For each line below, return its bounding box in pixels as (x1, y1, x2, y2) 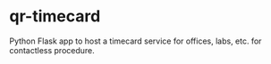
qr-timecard (9, 6, 101, 27)
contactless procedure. (9, 44, 96, 55)
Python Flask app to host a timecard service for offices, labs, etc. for (9, 36, 262, 46)
